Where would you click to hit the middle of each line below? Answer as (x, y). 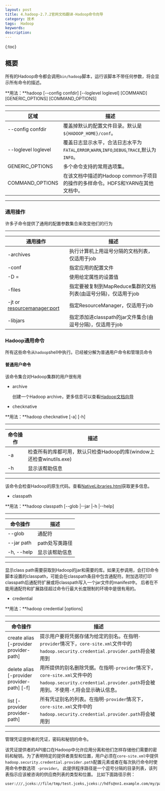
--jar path (20, 543)
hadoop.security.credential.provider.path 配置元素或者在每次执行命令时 (79, 762)
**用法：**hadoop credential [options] (44, 608)
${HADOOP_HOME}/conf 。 (90, 133)
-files (14, 290)
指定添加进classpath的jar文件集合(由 (111, 317)
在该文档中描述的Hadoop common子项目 (110, 176)
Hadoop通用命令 (25, 341)
